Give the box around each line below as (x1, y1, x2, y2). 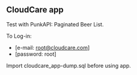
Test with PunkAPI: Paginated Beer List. (6, 20, 104, 28)
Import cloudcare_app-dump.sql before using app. (6, 62, 131, 69)
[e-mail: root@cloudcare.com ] (14, 44, 90, 51)
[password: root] (14, 50, 56, 58)
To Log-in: (6, 32, 32, 40)
